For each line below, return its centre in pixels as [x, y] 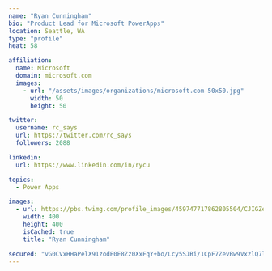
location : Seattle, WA [47, 31]
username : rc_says [47, 128]
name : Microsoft [43, 68]
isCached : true [49, 231]
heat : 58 [23, 46]
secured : [23, 254]
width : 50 [46, 98]
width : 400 [41, 217]
